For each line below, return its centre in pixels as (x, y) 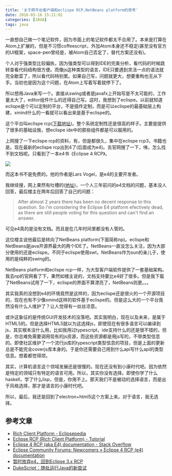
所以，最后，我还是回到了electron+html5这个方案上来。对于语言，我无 (80, 397)
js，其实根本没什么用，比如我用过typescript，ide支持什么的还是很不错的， (84, 330)
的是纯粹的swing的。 (32, 259)
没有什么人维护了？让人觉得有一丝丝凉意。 (55, 306)
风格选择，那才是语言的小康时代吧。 (48, 386)
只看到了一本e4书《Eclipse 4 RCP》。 (71, 154)
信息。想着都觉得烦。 (28, 356)
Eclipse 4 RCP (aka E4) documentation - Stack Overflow (72, 445)
